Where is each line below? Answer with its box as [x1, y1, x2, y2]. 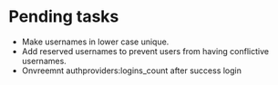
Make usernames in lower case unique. [21, 36, 170, 47]
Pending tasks [8, 6, 119, 27]
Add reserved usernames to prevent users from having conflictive [21, 45, 270, 56]
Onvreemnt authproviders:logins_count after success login [21, 65, 242, 76]
